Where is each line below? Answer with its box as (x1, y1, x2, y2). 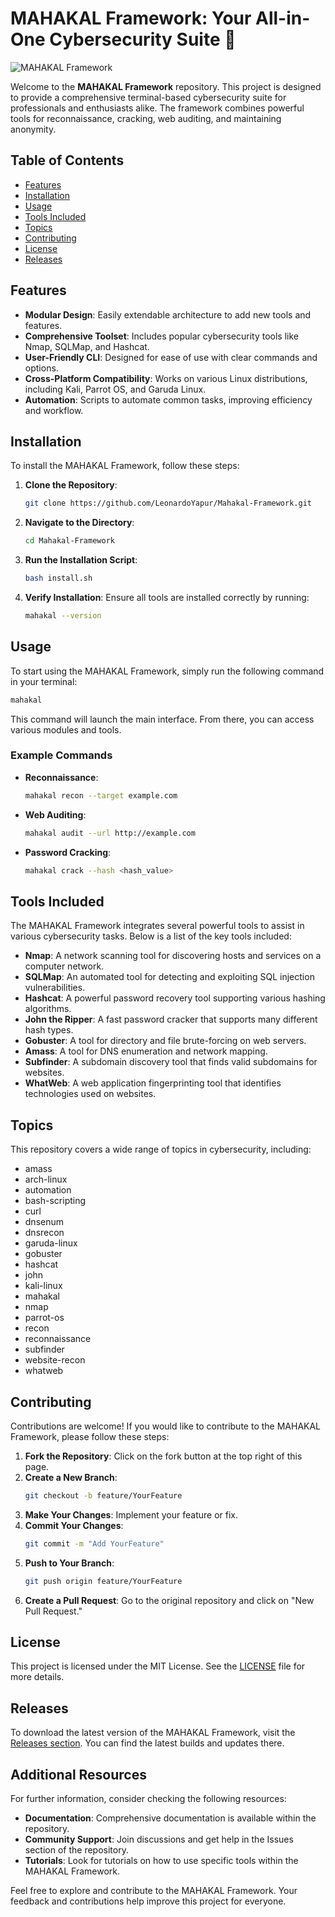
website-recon (24, 1354, 86, 1366)
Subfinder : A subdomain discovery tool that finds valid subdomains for (24, 1056, 318, 1068)
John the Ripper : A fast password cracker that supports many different (24, 1013, 318, 1026)
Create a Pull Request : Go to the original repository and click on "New (24, 1594, 315, 1606)
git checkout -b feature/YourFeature (24, 1490, 183, 1501)
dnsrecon (24, 1227, 65, 1239)
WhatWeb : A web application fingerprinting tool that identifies (24, 1077, 282, 1089)
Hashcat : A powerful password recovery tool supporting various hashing (24, 992, 326, 1004)
